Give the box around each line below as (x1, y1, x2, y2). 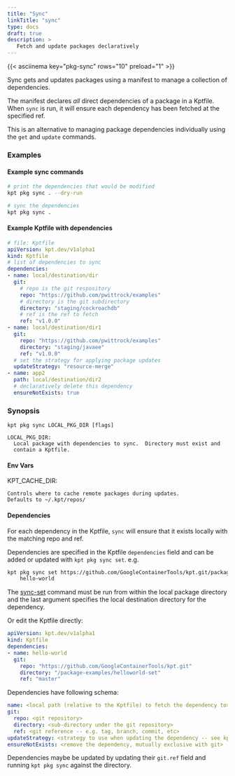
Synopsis (7, 406, 40, 416)
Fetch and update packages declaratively (16, 43, 139, 50)
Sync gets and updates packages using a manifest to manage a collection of (7, 76, 227, 84)
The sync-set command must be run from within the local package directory (7, 588, 227, 597)
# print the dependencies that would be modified (7, 183, 155, 190)
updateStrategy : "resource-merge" (13, 363, 114, 370)
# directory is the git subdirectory (20, 298, 130, 305)
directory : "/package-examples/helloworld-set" (20, 669, 161, 676)
